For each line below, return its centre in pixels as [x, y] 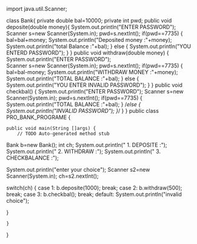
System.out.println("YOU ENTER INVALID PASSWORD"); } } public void [95, 85]
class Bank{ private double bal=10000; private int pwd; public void [89, 20]
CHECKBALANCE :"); [33, 158]
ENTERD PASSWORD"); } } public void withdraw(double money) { [88, 53]
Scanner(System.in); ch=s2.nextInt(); [52, 176]
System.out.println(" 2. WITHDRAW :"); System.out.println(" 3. [84, 151]
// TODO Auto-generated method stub [64, 134]
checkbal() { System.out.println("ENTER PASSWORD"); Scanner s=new [95, 91]
